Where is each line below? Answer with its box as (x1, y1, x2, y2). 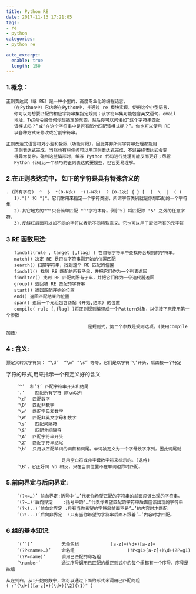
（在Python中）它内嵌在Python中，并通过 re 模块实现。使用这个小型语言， (11, 104, 172, 111)
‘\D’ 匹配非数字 (16, 402, 55, 408)
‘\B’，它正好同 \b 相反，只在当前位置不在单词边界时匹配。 (16, 463, 143, 469)
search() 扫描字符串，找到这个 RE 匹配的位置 (14, 262, 114, 268)
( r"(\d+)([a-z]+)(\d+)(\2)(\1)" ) (6, 583, 94, 589)
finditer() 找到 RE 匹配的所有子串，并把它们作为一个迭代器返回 (14, 275, 155, 281)
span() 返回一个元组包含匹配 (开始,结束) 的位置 (14, 300, 121, 306)
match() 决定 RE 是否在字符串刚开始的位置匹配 (14, 256, 116, 262)
